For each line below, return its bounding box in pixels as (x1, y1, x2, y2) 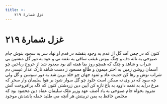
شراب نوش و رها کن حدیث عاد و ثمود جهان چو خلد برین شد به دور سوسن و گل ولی (5, 71, 162, 78)
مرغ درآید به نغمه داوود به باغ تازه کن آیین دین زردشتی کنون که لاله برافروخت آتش (5, 82, 159, 88)
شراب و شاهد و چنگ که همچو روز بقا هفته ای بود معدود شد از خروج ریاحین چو (5, 61, 151, 67)
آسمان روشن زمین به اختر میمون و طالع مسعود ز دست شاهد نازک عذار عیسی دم (5, 66, 158, 72)
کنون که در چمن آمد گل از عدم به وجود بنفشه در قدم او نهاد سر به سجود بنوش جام (5, 50, 160, 56)
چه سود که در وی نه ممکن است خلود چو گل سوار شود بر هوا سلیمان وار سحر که (5, 77, 157, 83)
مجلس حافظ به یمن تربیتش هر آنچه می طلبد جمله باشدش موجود (5, 93, 127, 99)
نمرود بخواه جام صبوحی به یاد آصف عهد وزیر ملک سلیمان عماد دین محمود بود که (5, 87, 156, 93)
